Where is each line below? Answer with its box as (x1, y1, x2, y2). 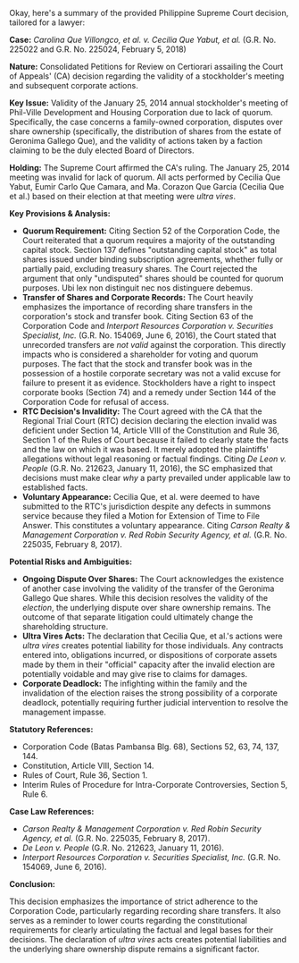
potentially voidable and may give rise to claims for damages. (21, 669, 248, 679)
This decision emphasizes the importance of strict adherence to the (9, 896, 259, 907)
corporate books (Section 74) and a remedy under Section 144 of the (21, 387, 277, 397)
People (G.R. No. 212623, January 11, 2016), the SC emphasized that (21, 463, 274, 473)
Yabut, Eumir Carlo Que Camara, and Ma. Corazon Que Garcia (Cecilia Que (9, 182, 285, 191)
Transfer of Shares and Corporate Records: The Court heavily (21, 292, 253, 302)
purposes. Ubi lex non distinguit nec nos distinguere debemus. (21, 283, 253, 293)
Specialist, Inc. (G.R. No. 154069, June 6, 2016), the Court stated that (21, 330, 277, 341)
